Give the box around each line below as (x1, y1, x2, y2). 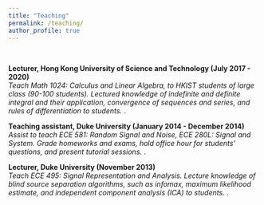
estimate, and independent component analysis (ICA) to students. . (8, 188, 229, 198)
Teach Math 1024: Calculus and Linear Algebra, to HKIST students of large (8, 81, 255, 90)
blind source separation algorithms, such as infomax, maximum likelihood (8, 179, 251, 189)
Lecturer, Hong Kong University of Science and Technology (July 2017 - (8, 64, 251, 73)
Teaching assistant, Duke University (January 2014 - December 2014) (8, 121, 245, 132)
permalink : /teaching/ (8, 19, 84, 27)
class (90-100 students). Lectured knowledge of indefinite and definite (8, 89, 241, 99)
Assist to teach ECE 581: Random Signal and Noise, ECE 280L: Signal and (8, 130, 251, 140)
